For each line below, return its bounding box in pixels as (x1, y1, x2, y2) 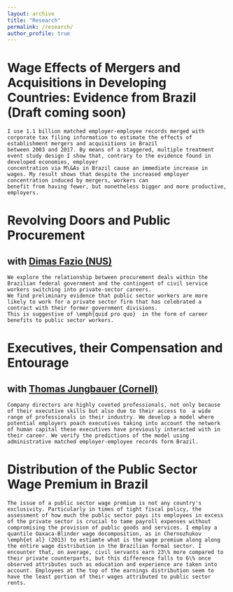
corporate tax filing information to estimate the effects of (7, 134, 192, 141)
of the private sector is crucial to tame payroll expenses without (7, 518, 211, 525)
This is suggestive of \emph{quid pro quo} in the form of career (7, 311, 209, 318)
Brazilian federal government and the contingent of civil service (7, 280, 209, 288)
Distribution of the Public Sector (7, 462, 198, 478)
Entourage (7, 355, 69, 371)
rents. (7, 579, 27, 586)
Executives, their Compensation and (7, 340, 223, 356)
